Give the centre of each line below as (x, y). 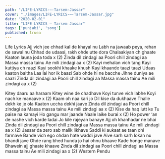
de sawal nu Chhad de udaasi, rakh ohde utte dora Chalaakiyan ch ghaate (81, 52)
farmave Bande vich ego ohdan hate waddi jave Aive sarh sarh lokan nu (78, 135)
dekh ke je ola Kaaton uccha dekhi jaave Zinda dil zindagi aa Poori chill (77, 104)
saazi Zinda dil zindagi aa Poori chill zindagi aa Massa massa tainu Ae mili (80, 78)
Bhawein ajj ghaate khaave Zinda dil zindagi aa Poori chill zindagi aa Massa (82, 146)
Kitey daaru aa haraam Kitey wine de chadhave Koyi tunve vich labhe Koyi (81, 93)
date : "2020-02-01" (25, 19)
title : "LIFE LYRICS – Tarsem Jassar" (45, 24)
